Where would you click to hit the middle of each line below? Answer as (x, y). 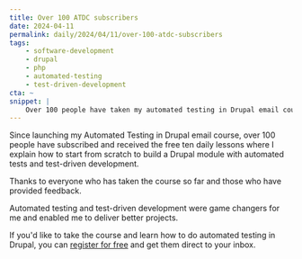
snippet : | (30, 101)
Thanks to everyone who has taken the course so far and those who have (145, 182)
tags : (19, 43)
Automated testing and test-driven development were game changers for (145, 209)
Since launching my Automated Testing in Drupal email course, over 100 (142, 135)
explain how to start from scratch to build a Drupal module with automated (147, 155)
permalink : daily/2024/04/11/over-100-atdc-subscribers (116, 34)
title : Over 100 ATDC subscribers (74, 18)
